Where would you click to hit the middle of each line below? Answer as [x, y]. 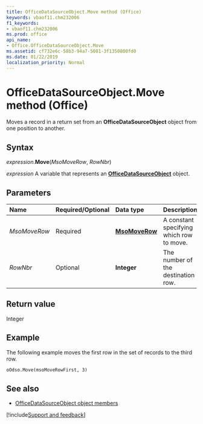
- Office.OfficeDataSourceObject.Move [55, 46]
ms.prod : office [27, 34]
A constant [179, 220]
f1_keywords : [23, 23]
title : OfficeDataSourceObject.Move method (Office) [74, 12]
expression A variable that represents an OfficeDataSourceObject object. [98, 174]
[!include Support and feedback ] [46, 415]
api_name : [19, 40]
